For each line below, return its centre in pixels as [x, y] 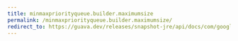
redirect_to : [27, 26]
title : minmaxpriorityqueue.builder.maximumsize [80, 14]
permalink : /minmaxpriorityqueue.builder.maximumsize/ [90, 20]
